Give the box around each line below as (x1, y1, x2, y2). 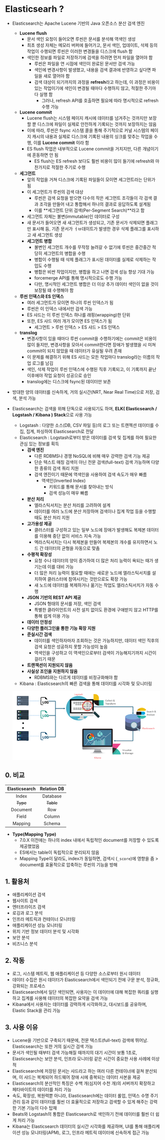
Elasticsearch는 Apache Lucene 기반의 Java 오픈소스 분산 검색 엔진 (12, 20, 145, 26)
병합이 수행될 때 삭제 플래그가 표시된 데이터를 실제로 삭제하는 (34, 256, 151, 262)
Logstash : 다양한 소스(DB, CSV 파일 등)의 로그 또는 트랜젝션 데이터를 (19, 422, 154, 428)
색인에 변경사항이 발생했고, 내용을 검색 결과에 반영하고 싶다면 (34, 66, 151, 72)
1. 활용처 (5, 877, 29, 886)
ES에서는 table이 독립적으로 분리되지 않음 (19, 850, 100, 856)
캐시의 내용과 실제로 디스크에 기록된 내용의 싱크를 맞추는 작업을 (32, 133, 153, 139)
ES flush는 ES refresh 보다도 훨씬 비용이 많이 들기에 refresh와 (34, 158, 155, 164)
